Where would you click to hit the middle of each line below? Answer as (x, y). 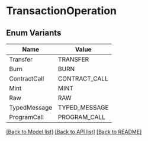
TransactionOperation (62, 11)
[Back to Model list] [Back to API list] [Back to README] (74, 132)
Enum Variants (34, 33)
